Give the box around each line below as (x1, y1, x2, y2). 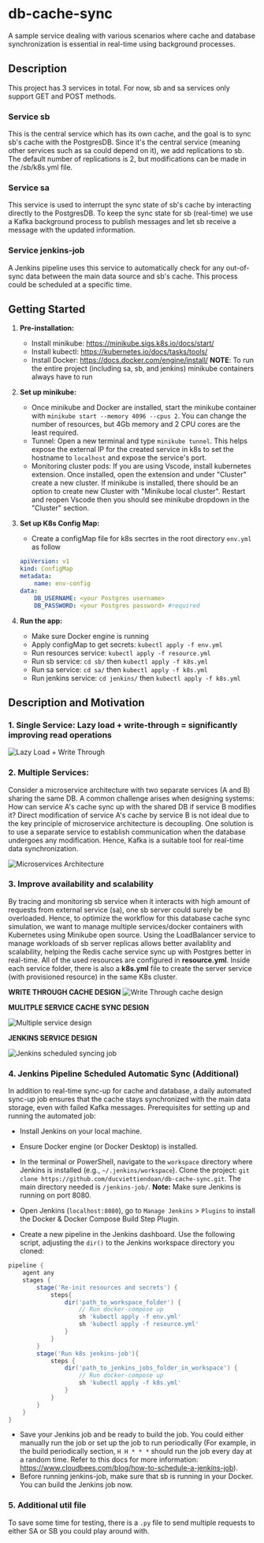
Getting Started (8, 303, 86, 316)
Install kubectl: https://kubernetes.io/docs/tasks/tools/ (31, 347, 208, 357)
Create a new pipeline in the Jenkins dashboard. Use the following (19, 1230, 235, 1239)
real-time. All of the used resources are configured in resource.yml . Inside (8, 955, 251, 965)
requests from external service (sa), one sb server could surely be (8, 905, 223, 914)
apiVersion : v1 (19, 558, 70, 566)
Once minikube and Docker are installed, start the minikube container (31, 403, 257, 413)
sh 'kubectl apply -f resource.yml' (78, 1321, 199, 1328)
